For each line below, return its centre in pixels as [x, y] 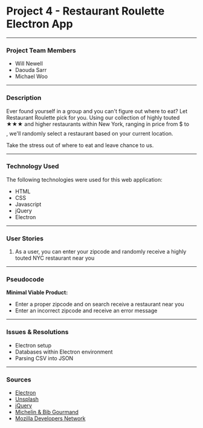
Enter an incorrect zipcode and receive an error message [86, 311]
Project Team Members [41, 50]
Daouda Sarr [31, 70]
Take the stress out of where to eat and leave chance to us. [80, 145]
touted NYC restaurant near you [55, 258]
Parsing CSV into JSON [44, 358]
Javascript [28, 204]
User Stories [25, 239]
